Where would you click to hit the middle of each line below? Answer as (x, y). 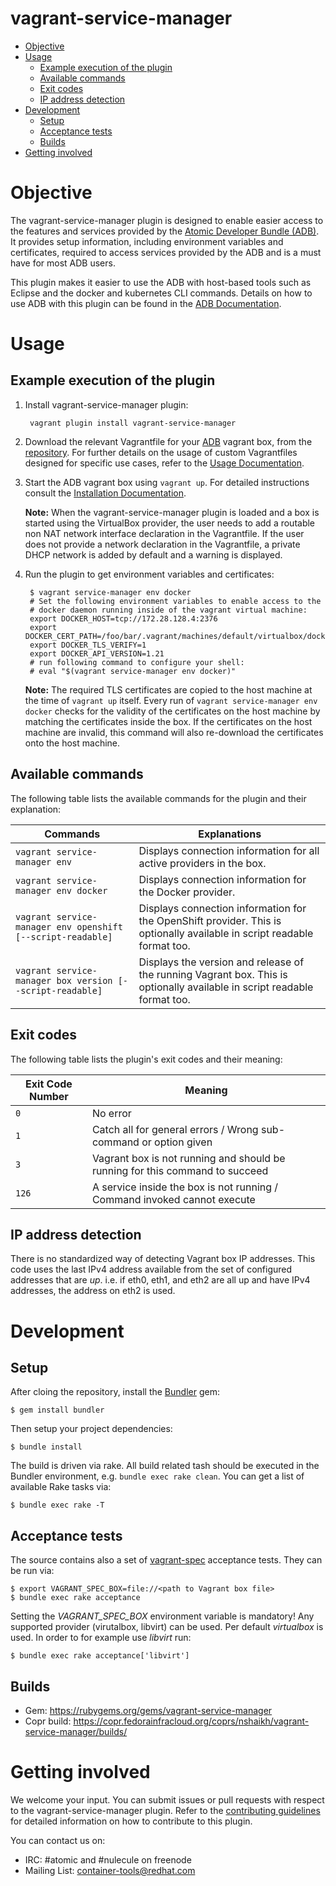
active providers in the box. (202, 863)
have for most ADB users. (63, 263)
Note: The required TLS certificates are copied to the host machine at (168, 689)
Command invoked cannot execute (173, 1199)
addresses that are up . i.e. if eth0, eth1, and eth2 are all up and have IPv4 (160, 1280)
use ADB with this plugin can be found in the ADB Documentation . (146, 303)
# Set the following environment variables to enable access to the (175, 601)
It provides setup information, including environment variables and (147, 241)
